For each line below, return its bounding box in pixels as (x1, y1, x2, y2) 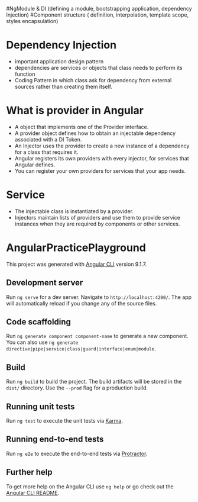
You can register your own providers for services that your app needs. (14, 167, 186, 174)
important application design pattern (14, 57, 104, 65)
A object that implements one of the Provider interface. (14, 123, 149, 130)
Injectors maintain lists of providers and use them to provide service (14, 214, 181, 221)
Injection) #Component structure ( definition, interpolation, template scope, (6, 11, 189, 18)
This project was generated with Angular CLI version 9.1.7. (6, 260, 147, 268)
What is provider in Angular (6, 104, 144, 117)
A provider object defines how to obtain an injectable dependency (14, 130, 176, 137)
